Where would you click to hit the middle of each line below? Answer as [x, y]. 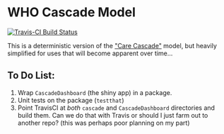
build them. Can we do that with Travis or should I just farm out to [113, 115]
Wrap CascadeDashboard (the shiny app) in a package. [95, 92]
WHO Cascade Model [71, 12]
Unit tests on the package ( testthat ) [71, 100]
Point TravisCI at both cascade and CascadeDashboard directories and [116, 108]
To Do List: [31, 76]
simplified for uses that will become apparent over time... [90, 53]
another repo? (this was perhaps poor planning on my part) [104, 123]
